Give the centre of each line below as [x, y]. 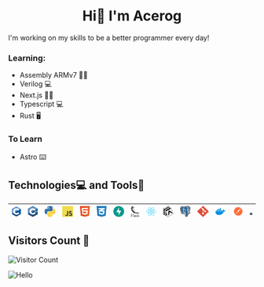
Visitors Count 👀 [49, 241]
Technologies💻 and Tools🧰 [77, 185]
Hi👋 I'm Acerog [132, 16]
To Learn [26, 139]
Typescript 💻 [42, 104]
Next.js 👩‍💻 [36, 95]
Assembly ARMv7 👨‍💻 [53, 75]
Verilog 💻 [36, 84]
